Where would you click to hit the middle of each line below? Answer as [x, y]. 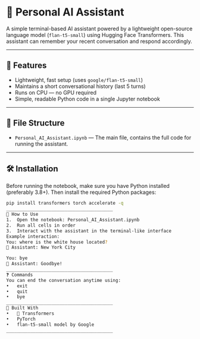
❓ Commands [20, 275]
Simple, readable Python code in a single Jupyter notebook [87, 99]
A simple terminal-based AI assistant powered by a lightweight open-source [99, 29]
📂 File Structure [35, 123]
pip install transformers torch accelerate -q [65, 203]
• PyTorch [21, 319]
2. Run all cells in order [41, 225]
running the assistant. [41, 144]
